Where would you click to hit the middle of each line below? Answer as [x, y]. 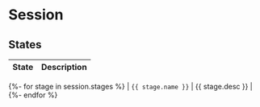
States [25, 45]
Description [64, 67]
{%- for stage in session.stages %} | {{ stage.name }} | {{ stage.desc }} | [130, 86]
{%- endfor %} [33, 95]
